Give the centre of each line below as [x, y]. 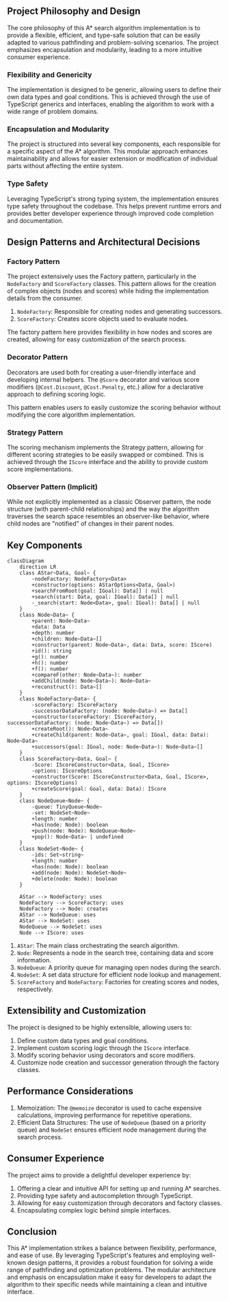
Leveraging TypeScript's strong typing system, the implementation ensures [113, 199]
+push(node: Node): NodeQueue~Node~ [84, 831]
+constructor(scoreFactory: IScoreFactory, [94, 717]
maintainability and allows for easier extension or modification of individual [112, 159]
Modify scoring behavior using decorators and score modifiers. [106, 1055]
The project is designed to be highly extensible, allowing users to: [99, 1027]
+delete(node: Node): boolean [75, 879]
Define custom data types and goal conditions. [83, 1041]
